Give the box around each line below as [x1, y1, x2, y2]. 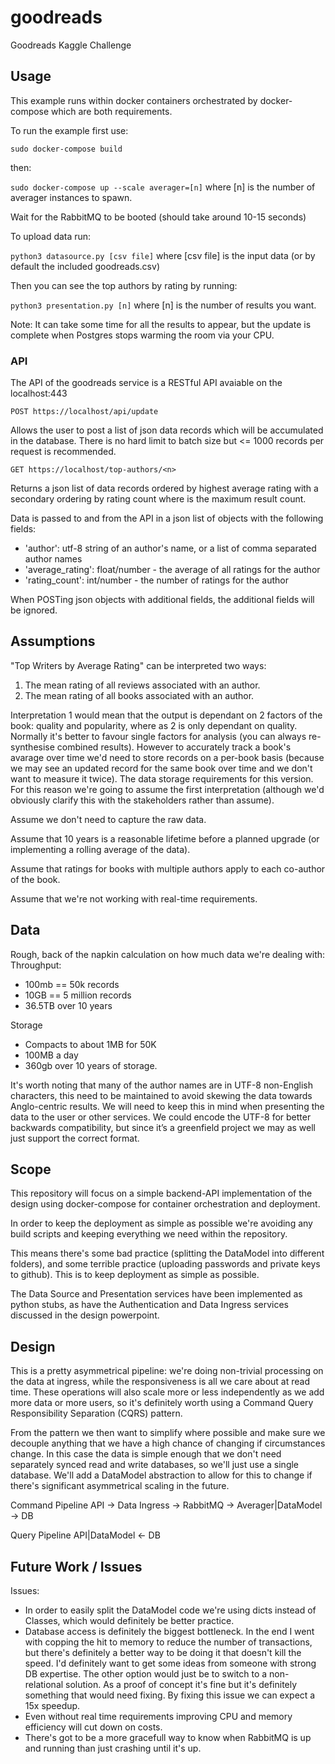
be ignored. [10, 604, 58, 616]
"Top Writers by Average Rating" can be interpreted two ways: [10, 659, 267, 671]
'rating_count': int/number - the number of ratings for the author [24, 574, 289, 586]
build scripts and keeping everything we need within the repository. [10, 1228, 288, 1240]
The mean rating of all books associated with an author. [24, 689, 255, 701]
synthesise [10, 741, 55, 753]
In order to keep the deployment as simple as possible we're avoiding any [10, 1217, 313, 1230]
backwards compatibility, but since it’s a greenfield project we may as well [10, 1121, 317, 1133]
